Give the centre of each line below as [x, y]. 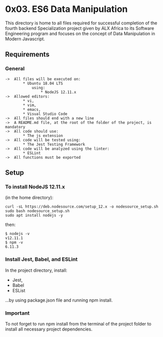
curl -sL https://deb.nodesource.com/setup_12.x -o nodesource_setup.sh [82, 207]
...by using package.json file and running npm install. [59, 300]
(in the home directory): [29, 198]
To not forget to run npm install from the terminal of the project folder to [78, 324]
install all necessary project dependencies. [49, 329]
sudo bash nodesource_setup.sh [37, 211]
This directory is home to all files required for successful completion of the [81, 23]
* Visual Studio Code [45, 114]
